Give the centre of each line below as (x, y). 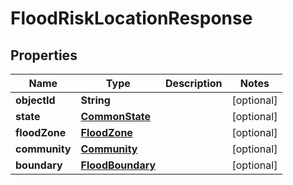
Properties (44, 55)
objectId (35, 100)
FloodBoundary (118, 165)
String (95, 100)
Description (194, 83)
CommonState (116, 116)
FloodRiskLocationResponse (131, 18)
